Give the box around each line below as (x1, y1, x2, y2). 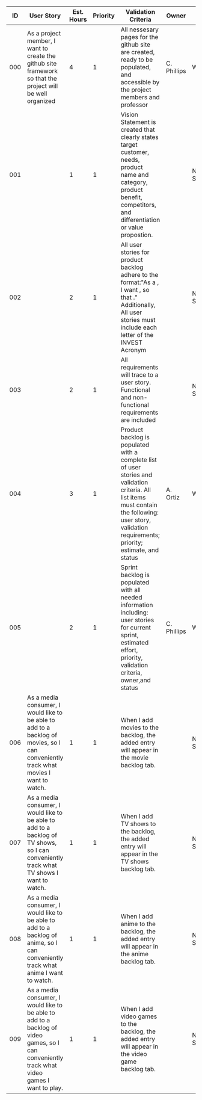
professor (120, 100, 148, 109)
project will (26, 82, 58, 90)
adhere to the (120, 271, 159, 279)
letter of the (120, 331, 154, 339)
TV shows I (26, 869, 59, 877)
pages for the (120, 33, 159, 41)
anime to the (120, 920, 156, 928)
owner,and (120, 676, 151, 684)
